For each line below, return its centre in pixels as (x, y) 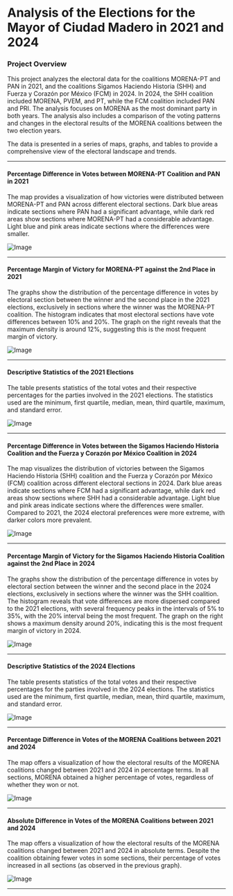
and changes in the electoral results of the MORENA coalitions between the (115, 124)
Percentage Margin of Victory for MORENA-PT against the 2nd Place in (111, 269)
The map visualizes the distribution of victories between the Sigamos (106, 468)
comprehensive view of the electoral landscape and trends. (92, 151)
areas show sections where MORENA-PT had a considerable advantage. (111, 219)
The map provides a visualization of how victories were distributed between (115, 196)
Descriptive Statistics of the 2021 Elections (70, 372)
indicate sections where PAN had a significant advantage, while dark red (111, 211)
